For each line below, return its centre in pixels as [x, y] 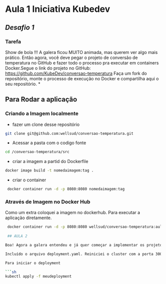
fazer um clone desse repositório [46, 124]
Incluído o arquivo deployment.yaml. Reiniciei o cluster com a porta [79, 254]
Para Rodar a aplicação [41, 99]
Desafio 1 [20, 28]
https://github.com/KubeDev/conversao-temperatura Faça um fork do [76, 73]
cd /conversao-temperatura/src [37, 152]
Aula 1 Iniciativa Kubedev [58, 9]
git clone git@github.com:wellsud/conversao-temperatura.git [69, 133]
